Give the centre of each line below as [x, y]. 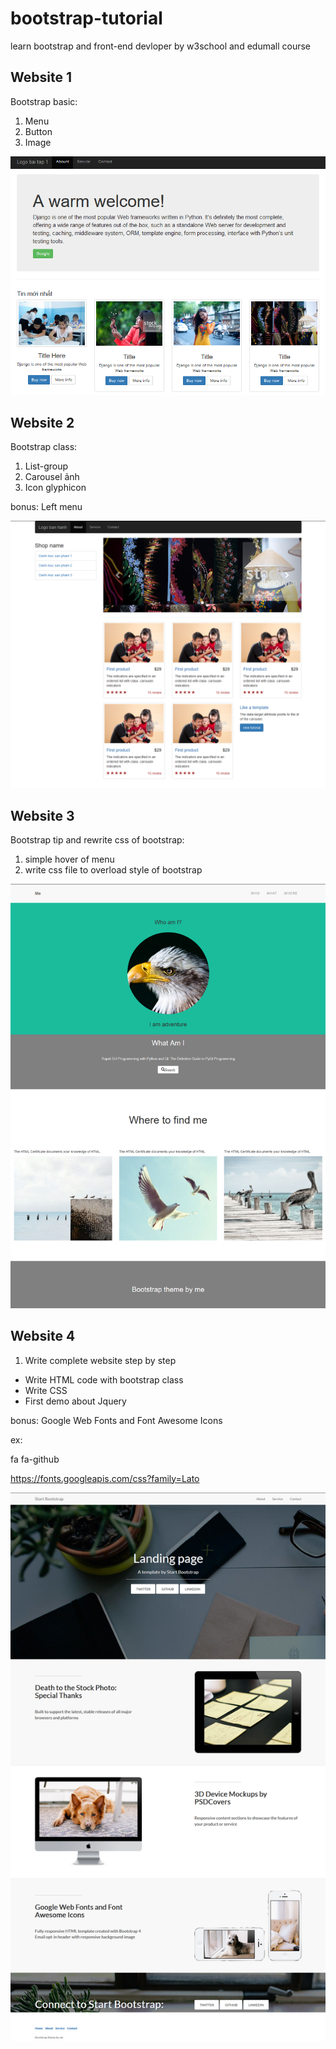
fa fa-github [35, 1459]
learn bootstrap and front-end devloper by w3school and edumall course [160, 46]
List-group [46, 466]
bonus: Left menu [46, 507]
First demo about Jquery [75, 1401]
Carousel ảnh [52, 477]
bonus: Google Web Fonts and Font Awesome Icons [116, 1420]
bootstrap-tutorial [86, 18]
